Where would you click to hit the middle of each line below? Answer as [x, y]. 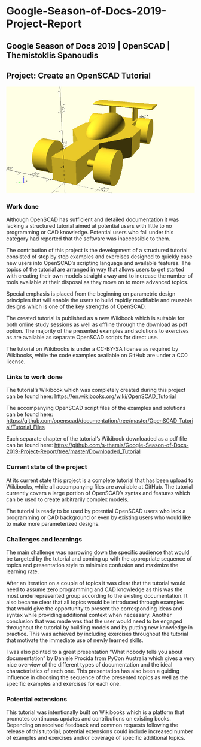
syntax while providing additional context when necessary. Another [89, 615]
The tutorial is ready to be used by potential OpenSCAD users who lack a [96, 511]
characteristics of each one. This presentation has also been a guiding [93, 671]
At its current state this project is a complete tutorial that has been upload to [100, 480]
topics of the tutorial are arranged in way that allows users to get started [95, 269]
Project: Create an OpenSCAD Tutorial [79, 75]
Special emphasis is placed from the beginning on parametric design [91, 294]
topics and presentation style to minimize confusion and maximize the [92, 565]
